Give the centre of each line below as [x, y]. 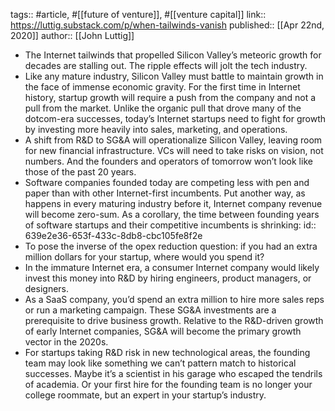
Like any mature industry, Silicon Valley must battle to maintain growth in [174, 76]
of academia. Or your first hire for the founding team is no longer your [168, 384]
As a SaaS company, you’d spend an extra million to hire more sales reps [174, 299]
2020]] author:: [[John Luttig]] [72, 35]
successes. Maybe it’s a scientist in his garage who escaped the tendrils [173, 373]
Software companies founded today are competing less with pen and [167, 182]
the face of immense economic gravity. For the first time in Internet [162, 87]
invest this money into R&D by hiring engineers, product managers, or [168, 278]
